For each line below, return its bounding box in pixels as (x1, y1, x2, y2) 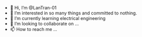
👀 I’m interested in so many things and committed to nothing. (10, 10, 137, 16)
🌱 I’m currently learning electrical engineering (10, 15, 105, 21)
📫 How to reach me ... (10, 26, 57, 32)
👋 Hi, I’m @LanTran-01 (10, 5, 57, 10)
